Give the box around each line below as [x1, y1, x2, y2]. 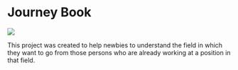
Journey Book [7, 4, 92, 21]
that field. [7, 56, 36, 64]
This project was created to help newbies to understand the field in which [7, 40, 222, 49]
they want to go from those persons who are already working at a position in [7, 48, 231, 57]
